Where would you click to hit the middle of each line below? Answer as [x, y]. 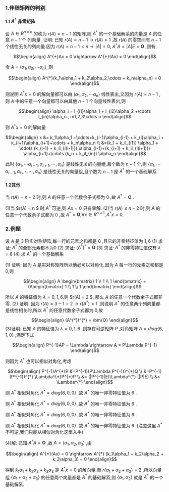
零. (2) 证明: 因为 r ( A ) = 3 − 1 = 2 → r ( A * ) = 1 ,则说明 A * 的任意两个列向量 [81, 303]
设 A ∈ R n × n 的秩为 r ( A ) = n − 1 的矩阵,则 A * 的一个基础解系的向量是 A [79, 33]
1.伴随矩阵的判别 [25, 8]
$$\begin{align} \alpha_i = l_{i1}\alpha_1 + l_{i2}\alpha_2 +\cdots [85, 111]
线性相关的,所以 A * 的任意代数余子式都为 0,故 [56, 309]
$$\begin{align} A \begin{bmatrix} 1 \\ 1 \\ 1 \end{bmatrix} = [85, 281]
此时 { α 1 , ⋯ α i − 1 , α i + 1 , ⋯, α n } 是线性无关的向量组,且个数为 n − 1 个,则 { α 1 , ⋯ [83, 164]
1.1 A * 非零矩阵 [20, 21]
